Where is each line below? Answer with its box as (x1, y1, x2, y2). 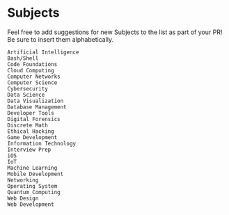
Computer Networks (7, 73, 61, 80)
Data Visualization (7, 97, 64, 104)
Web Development (7, 200, 54, 208)
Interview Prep (7, 146, 52, 153)
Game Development (7, 134, 58, 141)
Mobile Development (7, 170, 64, 177)
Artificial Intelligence (7, 49, 79, 56)
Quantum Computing (7, 189, 61, 196)
